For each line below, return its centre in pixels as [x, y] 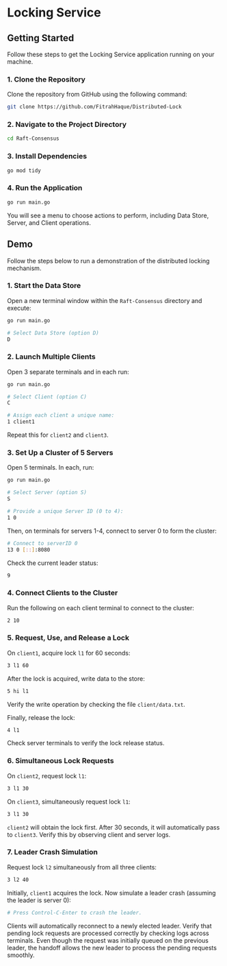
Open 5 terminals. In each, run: [51, 468]
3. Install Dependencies [47, 156]
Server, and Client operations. [49, 222]
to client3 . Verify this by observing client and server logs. [89, 834]
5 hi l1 [18, 691]
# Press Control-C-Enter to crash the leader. [75, 913]
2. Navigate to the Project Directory [67, 125]
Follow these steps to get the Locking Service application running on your [111, 54]
